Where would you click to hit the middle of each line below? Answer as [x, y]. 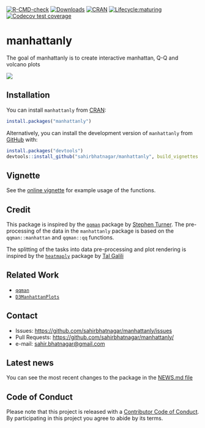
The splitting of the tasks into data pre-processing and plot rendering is [96, 249]
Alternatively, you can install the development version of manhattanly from [99, 133]
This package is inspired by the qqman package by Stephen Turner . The [95, 224]
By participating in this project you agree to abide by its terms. [85, 418]
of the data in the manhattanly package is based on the [105, 231]
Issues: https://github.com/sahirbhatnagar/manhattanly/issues [94, 330]
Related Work [33, 275]
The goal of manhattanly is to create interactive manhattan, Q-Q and [92, 58]
